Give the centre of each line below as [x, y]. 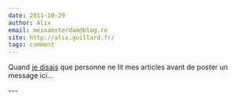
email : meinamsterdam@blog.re [58, 30]
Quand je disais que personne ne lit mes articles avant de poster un [118, 67]
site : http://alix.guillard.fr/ [61, 37]
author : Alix [30, 23]
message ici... [31, 76]
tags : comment [32, 45]
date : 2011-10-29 [37, 15]
